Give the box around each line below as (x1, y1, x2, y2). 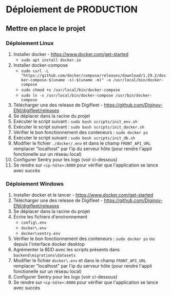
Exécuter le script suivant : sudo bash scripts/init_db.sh (13, 135, 136, 141)
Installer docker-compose (13, 62, 68, 68)
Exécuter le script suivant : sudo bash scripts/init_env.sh (13, 118, 138, 124)
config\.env (21, 220, 47, 226)
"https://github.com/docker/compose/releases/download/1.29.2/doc (21, 73, 166, 78)
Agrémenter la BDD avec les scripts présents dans (13, 247, 120, 253)
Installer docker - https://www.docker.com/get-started (13, 51, 129, 57)
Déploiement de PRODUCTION (6, 4, 138, 15)
